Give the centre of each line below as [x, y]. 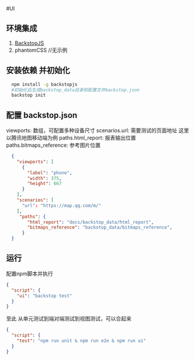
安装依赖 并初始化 [38, 70]
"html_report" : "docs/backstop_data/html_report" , [91, 222]
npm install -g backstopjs [44, 84]
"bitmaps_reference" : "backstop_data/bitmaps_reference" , [100, 227]
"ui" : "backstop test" [44, 296]
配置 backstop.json [42, 115]
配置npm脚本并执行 [30, 273]
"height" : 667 [44, 184]
